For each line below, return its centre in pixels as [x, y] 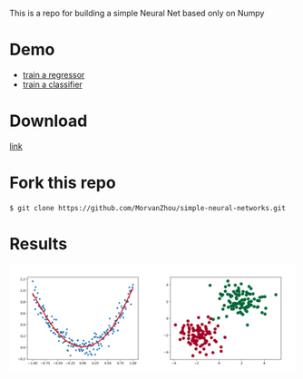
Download [49, 121]
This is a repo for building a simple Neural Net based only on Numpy [137, 13]
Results [39, 244]
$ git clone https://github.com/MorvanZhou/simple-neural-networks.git [147, 208]
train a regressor [54, 74]
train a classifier [53, 84]
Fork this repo [63, 183]
